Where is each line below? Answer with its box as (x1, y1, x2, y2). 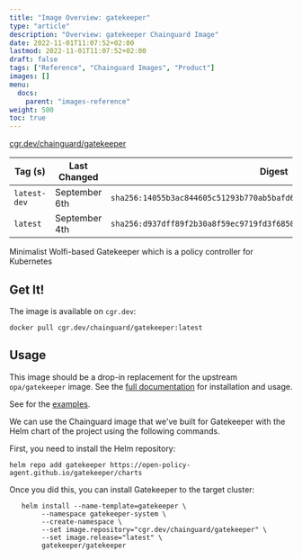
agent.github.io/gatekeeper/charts (9, 468, 143, 477)
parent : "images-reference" (25, 96, 130, 106)
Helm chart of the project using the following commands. (9, 425, 220, 437)
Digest (259, 166, 289, 178)
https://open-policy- (109, 460, 191, 469)
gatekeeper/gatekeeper (41, 541, 127, 550)
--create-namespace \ (41, 517, 123, 527)
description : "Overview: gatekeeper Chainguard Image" (9, 30, 219, 39)
